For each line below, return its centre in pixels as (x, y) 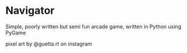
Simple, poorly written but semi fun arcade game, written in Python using (93, 26)
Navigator (30, 11)
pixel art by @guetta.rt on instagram (49, 44)
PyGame (16, 32)
